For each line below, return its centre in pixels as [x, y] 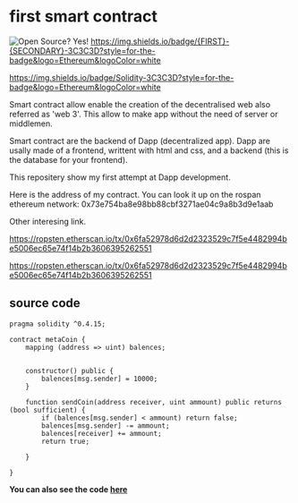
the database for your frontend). [68, 159]
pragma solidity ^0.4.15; [57, 324]
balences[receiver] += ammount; [102, 433]
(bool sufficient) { [48, 410]
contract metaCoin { [48, 339]
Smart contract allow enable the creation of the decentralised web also [140, 104]
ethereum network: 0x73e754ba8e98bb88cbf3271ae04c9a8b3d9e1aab [141, 204]
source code [45, 303]
